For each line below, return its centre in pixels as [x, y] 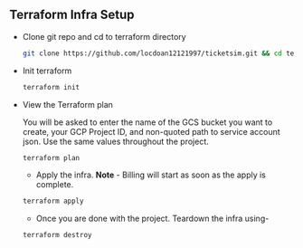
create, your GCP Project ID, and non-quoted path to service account [151, 131]
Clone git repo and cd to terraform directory [104, 36]
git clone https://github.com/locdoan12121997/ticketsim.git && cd [152, 53]
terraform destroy [57, 235]
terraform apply [53, 201]
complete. [55, 185]
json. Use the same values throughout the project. [116, 141]
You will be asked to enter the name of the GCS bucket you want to [147, 122]
